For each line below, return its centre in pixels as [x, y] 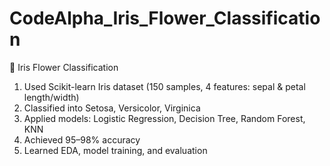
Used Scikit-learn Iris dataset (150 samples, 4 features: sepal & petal [164, 86]
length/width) [51, 97]
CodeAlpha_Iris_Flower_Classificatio [165, 18]
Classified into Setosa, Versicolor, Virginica [112, 108]
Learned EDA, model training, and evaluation [115, 150]
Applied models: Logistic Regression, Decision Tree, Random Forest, [164, 118]
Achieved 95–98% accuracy [82, 139]
